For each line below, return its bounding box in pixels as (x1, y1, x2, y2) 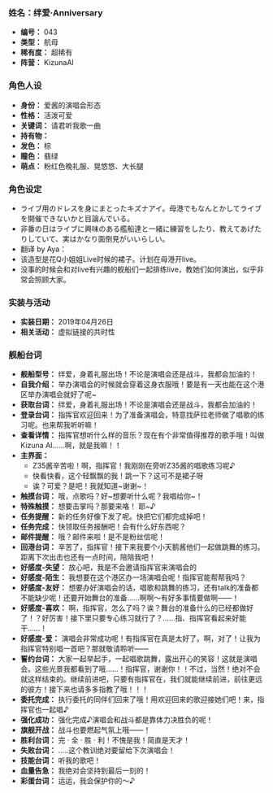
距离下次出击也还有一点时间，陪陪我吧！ (19, 552, 156, 562)
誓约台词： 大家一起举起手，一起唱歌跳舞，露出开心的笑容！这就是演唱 (19, 654, 258, 664)
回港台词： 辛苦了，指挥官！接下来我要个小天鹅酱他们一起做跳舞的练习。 (19, 542, 265, 552)
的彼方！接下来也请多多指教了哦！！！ (19, 685, 149, 695)
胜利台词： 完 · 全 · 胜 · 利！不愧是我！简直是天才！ (19, 735, 191, 745)
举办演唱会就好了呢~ (27, 390, 97, 399)
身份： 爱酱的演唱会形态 (19, 100, 102, 110)
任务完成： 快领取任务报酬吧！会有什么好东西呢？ (19, 522, 187, 532)
